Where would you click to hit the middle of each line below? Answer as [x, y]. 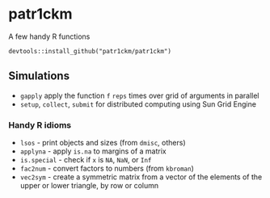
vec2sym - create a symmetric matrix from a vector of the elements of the [141, 177]
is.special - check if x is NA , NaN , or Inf [86, 160]
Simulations [39, 76]
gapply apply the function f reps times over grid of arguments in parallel [140, 95]
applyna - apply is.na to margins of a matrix [93, 151]
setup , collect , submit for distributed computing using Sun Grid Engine [138, 104]
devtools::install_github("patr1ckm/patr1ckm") [90, 51]
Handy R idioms [40, 124]
